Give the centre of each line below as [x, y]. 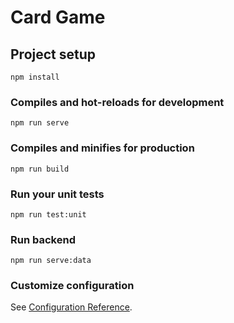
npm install [35, 77]
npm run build [40, 169]
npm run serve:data [51, 261]
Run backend [43, 239]
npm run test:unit [48, 214]
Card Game [58, 17]
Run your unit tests [57, 194]
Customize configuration [72, 286]
